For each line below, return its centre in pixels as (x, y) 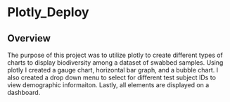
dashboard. (24, 93)
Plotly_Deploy (48, 12)
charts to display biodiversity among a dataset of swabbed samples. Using (115, 63)
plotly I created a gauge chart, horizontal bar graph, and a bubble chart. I (113, 70)
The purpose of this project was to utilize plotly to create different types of (115, 55)
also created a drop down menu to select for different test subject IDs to (112, 77)
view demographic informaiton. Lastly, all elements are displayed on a (108, 85)
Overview (29, 38)
